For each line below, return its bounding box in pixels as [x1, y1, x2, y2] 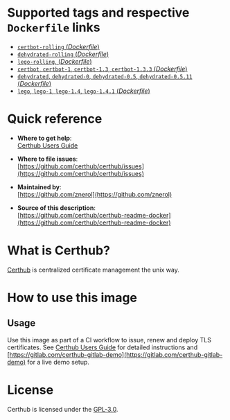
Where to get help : [17, 134, 72, 142]
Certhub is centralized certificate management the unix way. [7, 265, 180, 274]
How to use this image [7, 290, 137, 306]
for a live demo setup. [27, 358, 90, 366]
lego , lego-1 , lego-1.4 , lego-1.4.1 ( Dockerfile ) [17, 87, 150, 95]
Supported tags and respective [7, 5, 190, 21]
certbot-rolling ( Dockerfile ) [17, 42, 100, 51]
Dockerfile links [7, 19, 100, 35]
